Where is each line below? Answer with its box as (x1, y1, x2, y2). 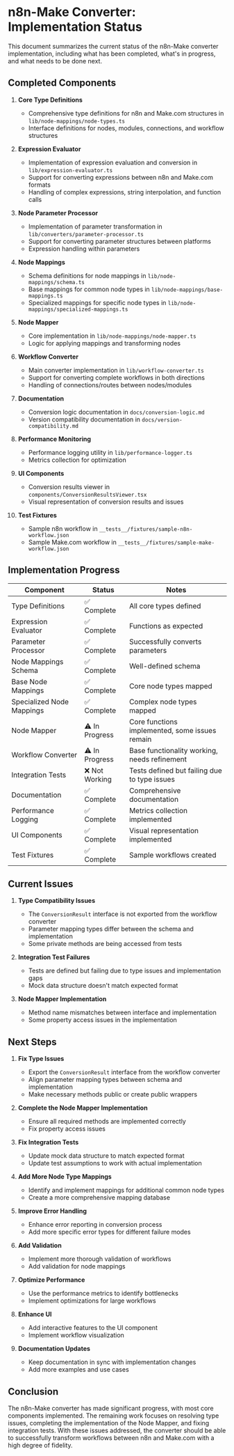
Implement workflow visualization (28, 1331, 124, 1340)
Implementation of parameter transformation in (28, 222, 162, 231)
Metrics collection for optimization (28, 456, 127, 464)
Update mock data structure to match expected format (28, 1152, 185, 1160)
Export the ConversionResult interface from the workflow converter (28, 1068, 221, 1076)
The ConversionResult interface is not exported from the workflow (28, 910, 217, 918)
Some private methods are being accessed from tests (28, 940, 183, 948)
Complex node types (128, 697, 197, 706)
